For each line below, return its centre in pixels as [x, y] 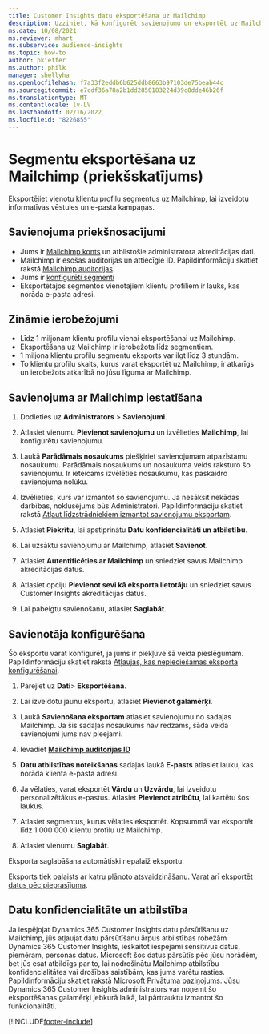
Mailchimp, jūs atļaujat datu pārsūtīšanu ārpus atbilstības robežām [118, 938]
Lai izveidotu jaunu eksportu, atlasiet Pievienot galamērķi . [116, 702]
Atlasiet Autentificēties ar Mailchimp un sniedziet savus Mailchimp [131, 561]
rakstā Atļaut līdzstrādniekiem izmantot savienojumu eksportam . [126, 515]
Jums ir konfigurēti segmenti [67, 277]
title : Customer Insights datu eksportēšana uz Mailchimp [107, 16]
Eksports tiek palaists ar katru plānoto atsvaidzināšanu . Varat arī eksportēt [131, 876]
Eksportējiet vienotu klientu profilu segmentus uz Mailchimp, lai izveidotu [129, 198]
